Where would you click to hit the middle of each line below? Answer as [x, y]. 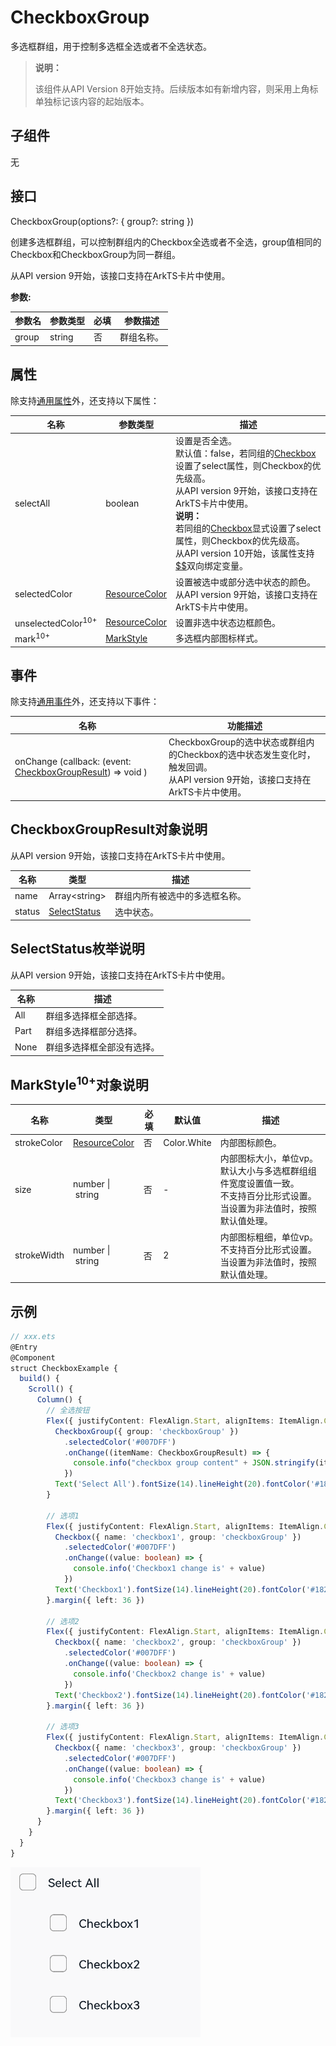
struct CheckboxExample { [64, 1368]
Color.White [187, 1142]
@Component [33, 1357]
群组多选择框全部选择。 [94, 1015]
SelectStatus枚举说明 [77, 949]
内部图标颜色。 [250, 1143]
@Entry [24, 1347]
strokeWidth [39, 1255]
